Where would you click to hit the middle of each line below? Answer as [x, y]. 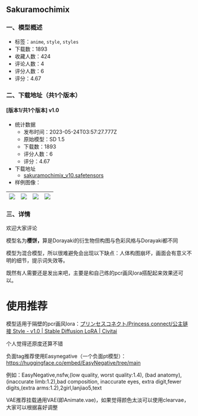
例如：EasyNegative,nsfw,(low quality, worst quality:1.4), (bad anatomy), [94, 375]
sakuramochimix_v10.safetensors [64, 175]
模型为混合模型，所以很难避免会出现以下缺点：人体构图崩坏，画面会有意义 [96, 253]
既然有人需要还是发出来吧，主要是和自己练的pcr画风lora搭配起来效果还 [92, 273]
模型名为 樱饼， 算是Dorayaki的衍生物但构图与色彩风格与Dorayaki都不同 [92, 240]
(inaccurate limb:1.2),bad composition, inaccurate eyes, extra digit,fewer [94, 382]
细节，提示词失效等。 [42, 260]
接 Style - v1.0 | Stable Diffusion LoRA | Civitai [62, 331]
